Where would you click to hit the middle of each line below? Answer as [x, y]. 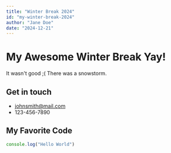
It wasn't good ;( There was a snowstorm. [56, 74]
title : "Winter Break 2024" [41, 11]
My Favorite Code [39, 131]
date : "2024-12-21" [30, 28]
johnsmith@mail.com [40, 106]
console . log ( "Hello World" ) [41, 144]
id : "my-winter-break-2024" [41, 17]
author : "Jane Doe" [30, 22]
